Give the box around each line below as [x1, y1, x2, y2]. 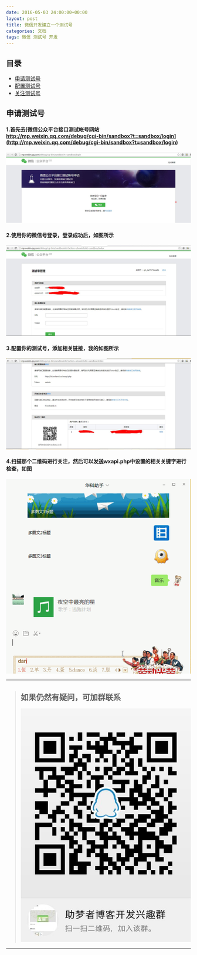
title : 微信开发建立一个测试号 [6, 22, 73, 28]
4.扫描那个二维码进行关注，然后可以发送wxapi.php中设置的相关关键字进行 [6, 458, 186, 465]
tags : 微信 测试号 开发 [6, 34, 58, 41]
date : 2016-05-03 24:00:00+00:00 [6, 9, 88, 15]
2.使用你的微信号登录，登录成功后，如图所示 [6, 232, 114, 239]
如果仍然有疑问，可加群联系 [20, 692, 121, 702]
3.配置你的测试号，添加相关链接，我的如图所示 [6, 344, 119, 352]
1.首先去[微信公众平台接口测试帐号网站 [6, 126, 100, 133]
